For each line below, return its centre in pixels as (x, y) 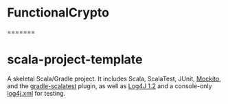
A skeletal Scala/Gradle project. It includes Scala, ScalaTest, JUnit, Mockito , (114, 79)
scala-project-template (75, 60)
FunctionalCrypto (58, 13)
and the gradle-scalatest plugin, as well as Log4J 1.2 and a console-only (110, 86)
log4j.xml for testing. (36, 93)
